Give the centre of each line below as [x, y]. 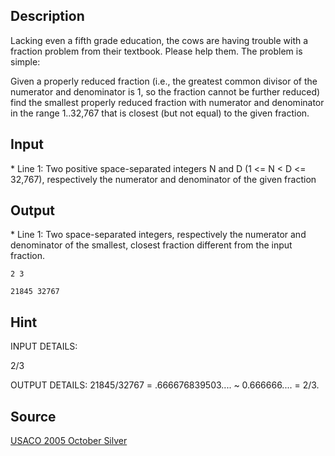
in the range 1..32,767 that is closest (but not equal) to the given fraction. [160, 113]
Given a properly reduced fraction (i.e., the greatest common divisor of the [164, 81]
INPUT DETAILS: [44, 346]
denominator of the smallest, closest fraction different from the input [151, 245]
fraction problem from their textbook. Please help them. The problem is [156, 51]
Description [47, 16]
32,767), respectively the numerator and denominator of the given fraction [163, 179]
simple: [25, 61]
